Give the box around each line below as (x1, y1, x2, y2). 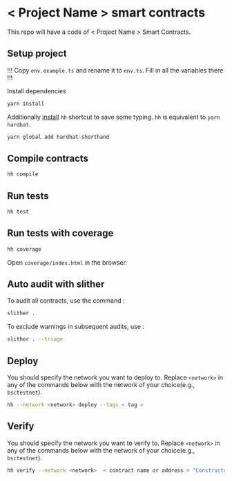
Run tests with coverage (7, 227, 114, 239)
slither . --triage (7, 336, 64, 343)
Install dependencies (7, 86, 67, 95)
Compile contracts (7, 152, 88, 164)
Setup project (7, 48, 67, 59)
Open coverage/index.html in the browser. (7, 258, 128, 267)
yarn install (7, 100, 45, 107)
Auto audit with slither (7, 278, 105, 290)
